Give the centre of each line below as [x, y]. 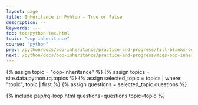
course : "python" [27, 45]
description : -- [26, 22]
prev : [13, 50]
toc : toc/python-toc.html [38, 33]
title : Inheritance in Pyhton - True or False [64, 17]
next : [13, 55]
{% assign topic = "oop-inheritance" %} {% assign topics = [78, 72]
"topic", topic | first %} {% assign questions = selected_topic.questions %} [97, 84]
